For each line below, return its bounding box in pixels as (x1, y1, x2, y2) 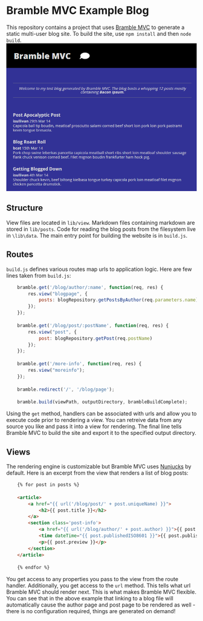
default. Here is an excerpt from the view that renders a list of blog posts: (6, 469, 188, 476)
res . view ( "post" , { (28, 329, 77, 335)
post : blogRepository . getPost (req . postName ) (38, 335, 153, 342)
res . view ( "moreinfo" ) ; (28, 367, 85, 374)
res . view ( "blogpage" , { (28, 291, 88, 297)
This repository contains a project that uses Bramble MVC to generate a (6, 24, 185, 31)
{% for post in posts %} (17, 482, 80, 488)
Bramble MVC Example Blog (6, 4, 149, 18)
